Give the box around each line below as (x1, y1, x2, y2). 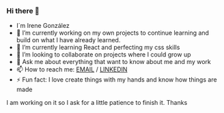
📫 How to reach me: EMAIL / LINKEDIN (16, 65, 128, 74)
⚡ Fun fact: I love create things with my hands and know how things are (16, 76, 217, 84)
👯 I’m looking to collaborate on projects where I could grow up (16, 50, 191, 59)
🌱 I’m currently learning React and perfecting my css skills (16, 44, 180, 52)
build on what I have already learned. (16, 36, 121, 44)
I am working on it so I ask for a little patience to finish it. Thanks (6, 99, 188, 107)
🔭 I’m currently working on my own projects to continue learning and (16, 29, 210, 37)
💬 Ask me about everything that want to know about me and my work (16, 58, 211, 66)
